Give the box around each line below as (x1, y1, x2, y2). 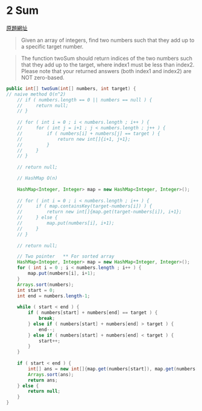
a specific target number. (21, 43, 84, 50)
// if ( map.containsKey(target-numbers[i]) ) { (17, 203, 153, 209)
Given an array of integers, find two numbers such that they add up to (21, 36, 195, 44)
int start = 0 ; (17, 287, 55, 293)
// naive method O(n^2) (6, 91, 66, 97)
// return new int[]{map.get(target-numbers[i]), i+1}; (17, 209, 182, 215)
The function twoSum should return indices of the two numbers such (21, 54, 193, 62)
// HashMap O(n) (17, 175, 58, 181)
